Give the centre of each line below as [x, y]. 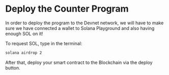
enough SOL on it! [24, 33]
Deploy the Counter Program [67, 9]
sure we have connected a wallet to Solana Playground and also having [80, 28]
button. [13, 68]
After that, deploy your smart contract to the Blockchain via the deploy [79, 62]
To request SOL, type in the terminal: [44, 43]
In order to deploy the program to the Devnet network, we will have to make [84, 23]
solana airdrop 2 [24, 53]
